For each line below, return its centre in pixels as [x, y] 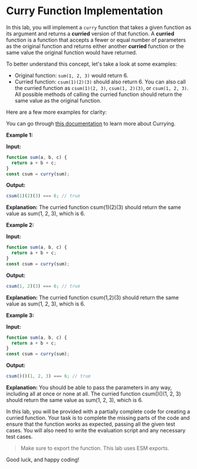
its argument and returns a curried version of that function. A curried [90, 33]
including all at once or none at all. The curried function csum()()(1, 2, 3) [93, 394]
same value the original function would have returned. [72, 52]
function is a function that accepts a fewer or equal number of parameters [96, 40]
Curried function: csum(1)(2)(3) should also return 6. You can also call [100, 82]
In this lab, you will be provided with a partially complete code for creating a [98, 412]
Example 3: [20, 315]
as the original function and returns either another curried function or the [95, 46]
